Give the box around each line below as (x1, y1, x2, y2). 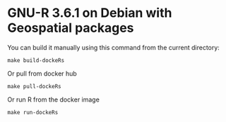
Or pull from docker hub (7, 69, 78, 78)
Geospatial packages (7, 20, 134, 36)
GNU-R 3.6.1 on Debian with (7, 5, 172, 21)
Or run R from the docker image (7, 95, 100, 104)
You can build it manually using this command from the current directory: (7, 43, 220, 51)
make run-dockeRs (7, 109, 59, 116)
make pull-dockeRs (7, 83, 61, 90)
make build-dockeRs (7, 56, 65, 64)
